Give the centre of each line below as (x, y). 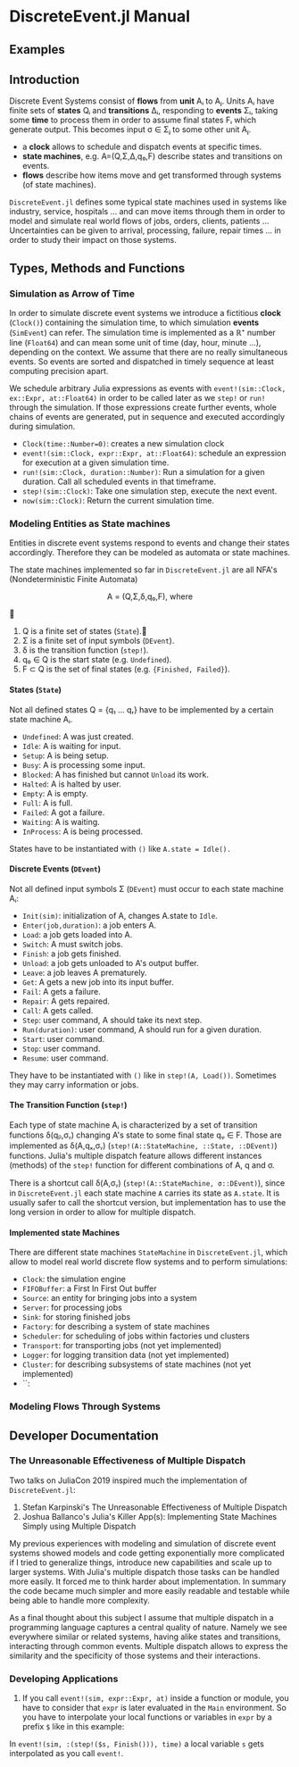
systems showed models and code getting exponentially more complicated (147, 1553)
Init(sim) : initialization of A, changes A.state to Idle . (120, 915)
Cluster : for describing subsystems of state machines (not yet (137, 1364)
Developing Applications (64, 1679)
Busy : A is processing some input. (83, 764)
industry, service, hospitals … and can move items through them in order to (147, 212)
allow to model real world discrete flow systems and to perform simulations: (149, 1262)
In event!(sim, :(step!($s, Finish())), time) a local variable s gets (137, 1744)
